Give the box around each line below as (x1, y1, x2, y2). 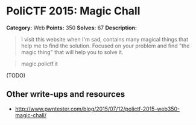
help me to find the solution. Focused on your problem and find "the (21, 42, 190, 49)
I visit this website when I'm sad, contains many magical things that (21, 35, 189, 43)
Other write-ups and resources (6, 89, 125, 100)
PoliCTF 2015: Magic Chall (6, 4, 141, 18)
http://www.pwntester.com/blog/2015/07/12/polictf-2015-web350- (14, 105, 180, 112)
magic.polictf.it (21, 60, 58, 67)
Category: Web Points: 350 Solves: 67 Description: (6, 24, 138, 31)
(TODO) (6, 72, 26, 79)
